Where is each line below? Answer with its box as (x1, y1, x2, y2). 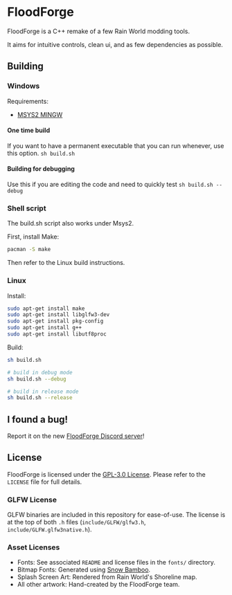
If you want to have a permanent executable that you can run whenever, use (7, 141, 224, 149)
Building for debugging (7, 165, 75, 173)
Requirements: (7, 97, 48, 105)
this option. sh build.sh (7, 149, 75, 157)
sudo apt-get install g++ (7, 324, 82, 331)
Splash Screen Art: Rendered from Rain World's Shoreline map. (17, 573, 197, 581)
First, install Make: (7, 232, 60, 241)
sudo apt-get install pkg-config (7, 318, 104, 325)
